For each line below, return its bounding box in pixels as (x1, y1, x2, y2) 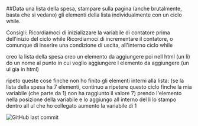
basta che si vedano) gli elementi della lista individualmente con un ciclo (6, 11, 182, 18)
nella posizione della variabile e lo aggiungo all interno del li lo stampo (6, 96, 177, 103)
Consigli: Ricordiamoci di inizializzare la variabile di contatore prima (6, 29, 170, 36)
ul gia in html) (6, 66, 40, 73)
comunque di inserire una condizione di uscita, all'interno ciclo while (6, 41, 173, 49)
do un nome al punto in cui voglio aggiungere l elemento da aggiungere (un (6, 59, 189, 66)
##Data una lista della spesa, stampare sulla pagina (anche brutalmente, (6, 5, 182, 12)
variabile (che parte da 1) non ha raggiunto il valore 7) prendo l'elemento (6, 90, 182, 96)
